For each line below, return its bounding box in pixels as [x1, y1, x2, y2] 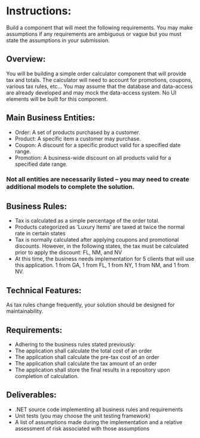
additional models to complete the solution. [6, 182, 135, 191]
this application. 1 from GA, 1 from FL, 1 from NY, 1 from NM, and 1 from [14, 261, 189, 269]
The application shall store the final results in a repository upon [14, 366, 170, 373]
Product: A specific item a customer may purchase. [14, 135, 141, 142]
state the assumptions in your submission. [6, 36, 110, 44]
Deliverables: [6, 390, 57, 400]
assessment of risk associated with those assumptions [14, 425, 150, 432]
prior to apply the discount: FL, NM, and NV [14, 249, 122, 256]
